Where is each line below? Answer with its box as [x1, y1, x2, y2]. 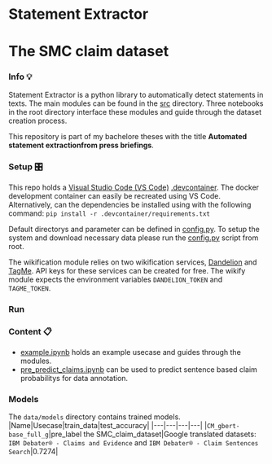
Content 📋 [8, 326, 53, 337]
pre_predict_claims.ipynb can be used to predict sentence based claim [20, 365, 258, 374]
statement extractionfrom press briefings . [8, 140, 155, 150]
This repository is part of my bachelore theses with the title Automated [8, 131, 248, 141]
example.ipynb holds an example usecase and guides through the [20, 348, 242, 357]
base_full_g [8, 431, 49, 440]
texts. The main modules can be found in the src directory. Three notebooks [8, 98, 264, 108]
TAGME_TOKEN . [8, 282, 51, 293]
